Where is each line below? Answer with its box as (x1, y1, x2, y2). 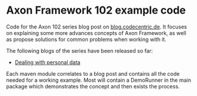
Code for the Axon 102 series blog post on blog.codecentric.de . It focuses (6, 23, 187, 30)
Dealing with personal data (14, 59, 81, 66)
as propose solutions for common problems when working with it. (6, 36, 167, 43)
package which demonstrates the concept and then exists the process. (6, 82, 180, 89)
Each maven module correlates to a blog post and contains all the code (6, 70, 180, 77)
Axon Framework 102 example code (6, 4, 186, 17)
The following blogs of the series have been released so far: (6, 47, 153, 54)
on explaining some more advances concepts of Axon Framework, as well (6, 29, 187, 36)
